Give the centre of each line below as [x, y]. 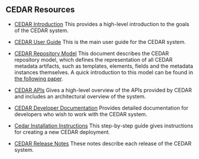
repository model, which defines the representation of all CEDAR [93, 59]
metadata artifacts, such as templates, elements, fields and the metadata [104, 66]
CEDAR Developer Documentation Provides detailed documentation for [101, 108]
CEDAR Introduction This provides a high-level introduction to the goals [102, 24]
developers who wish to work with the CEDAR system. [81, 114]
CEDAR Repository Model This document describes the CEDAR [91, 53]
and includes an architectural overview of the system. [80, 96]
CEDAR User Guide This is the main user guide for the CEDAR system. [100, 42]
